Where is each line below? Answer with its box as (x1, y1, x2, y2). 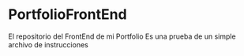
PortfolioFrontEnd (8, 6, 128, 24)
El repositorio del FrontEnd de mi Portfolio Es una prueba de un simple (8, 32, 236, 41)
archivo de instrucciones (8, 39, 88, 49)
